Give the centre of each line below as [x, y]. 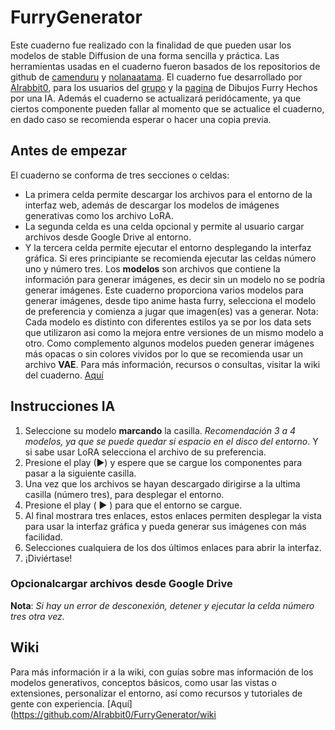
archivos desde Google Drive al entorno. [108, 237]
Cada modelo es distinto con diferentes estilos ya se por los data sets [168, 322]
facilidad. [43, 537]
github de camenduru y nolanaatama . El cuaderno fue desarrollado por [156, 77]
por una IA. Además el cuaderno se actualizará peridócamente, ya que [156, 98]
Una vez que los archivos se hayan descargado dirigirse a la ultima [162, 483]
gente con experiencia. [57, 703]
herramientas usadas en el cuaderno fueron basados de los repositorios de [165, 66]
